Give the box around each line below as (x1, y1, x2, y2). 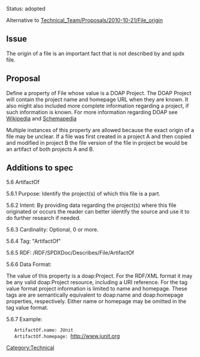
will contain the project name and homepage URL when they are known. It (6, 96, 189, 103)
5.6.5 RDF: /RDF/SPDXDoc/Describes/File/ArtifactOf (6, 249, 135, 257)
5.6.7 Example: (6, 316, 43, 323)
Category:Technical (6, 344, 55, 352)
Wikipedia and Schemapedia (6, 115, 77, 122)
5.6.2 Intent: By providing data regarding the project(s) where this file (6, 202, 177, 209)
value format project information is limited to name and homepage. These (6, 285, 187, 292)
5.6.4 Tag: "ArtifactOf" (6, 237, 61, 245)
